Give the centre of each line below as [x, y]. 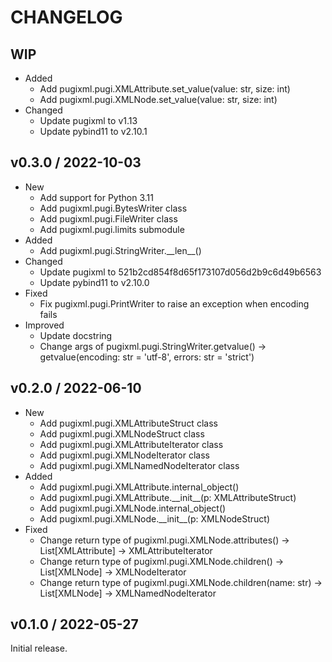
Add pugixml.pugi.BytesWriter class [113, 208]
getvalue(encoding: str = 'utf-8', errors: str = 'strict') [147, 357]
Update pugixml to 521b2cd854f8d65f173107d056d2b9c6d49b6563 [180, 272]
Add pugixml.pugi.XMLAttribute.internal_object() [139, 487]
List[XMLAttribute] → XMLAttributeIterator [126, 550]
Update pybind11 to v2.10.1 [93, 131]
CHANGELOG [66, 17]
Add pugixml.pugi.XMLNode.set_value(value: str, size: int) [158, 99]
